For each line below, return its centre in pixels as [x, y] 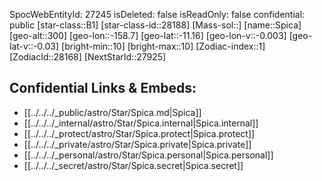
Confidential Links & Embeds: [103, 88]
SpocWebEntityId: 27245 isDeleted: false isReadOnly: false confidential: [157, 14]
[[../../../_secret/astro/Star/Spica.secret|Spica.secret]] [133, 165]
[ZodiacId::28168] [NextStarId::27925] [88, 57]
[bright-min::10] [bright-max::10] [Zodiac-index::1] [163, 46]
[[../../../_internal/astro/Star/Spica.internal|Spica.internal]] [141, 123]
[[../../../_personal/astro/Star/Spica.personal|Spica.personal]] [148, 155]
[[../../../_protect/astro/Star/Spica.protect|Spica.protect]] [139, 133]
